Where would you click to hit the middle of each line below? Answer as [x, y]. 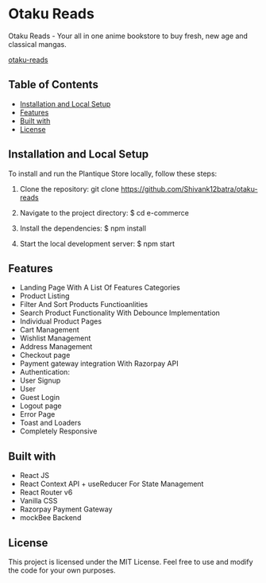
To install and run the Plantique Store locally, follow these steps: [113, 173]
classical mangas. [38, 44]
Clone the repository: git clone [69, 189]
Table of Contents [54, 85]
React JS [35, 476]
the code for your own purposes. [62, 570]
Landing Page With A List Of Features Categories [100, 288]
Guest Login [40, 398]
